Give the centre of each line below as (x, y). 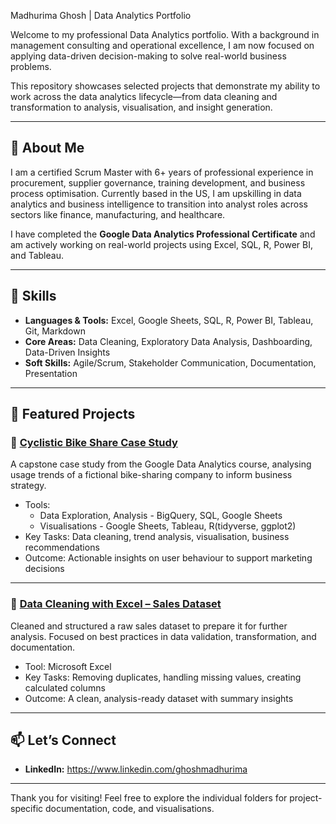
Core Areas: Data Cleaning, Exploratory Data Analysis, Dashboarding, (168, 341)
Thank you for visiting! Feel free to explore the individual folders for (149, 798)
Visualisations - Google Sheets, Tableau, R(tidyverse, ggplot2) (168, 526)
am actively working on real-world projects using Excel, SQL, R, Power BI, (162, 244)
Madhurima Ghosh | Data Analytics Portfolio (101, 15)
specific (27, 809)
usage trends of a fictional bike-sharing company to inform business (151, 475)
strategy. (28, 486)
